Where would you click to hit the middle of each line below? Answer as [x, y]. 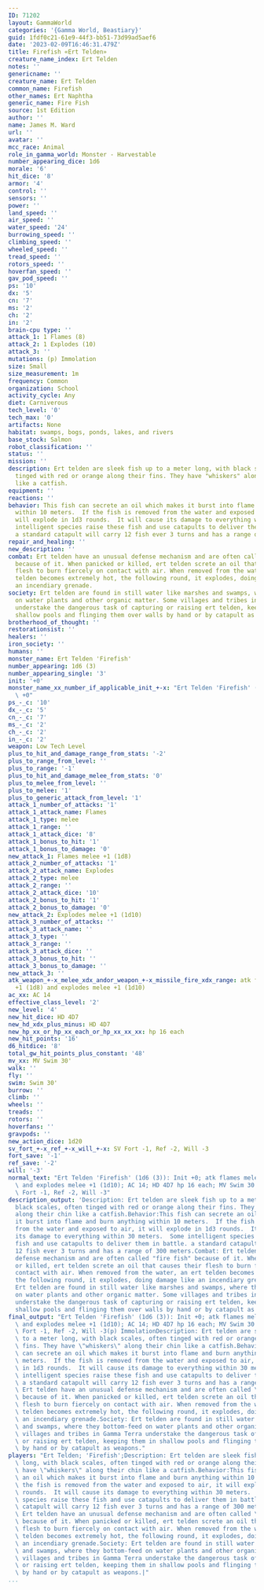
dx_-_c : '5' [27, 710]
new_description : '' [42, 549]
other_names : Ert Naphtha [50, 96]
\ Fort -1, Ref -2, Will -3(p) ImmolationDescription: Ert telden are [133, 1331]
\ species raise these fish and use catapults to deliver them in [126, 1500]
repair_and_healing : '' [47, 542]
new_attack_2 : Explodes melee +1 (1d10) [75, 915]
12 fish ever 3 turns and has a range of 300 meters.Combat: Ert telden [137, 1251]
